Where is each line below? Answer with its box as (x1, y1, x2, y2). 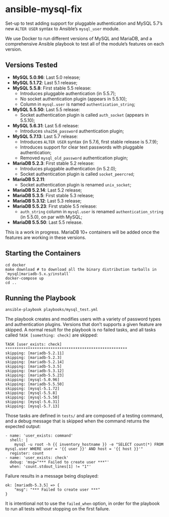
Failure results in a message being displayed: (5, 473, 99, 479)
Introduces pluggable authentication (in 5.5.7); (20, 90, 116, 97)
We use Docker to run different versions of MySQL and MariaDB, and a (5, 35, 152, 41)
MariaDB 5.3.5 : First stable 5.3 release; (12, 192, 94, 198)
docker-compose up (5, 275, 44, 281)
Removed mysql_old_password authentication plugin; (20, 155, 128, 161)
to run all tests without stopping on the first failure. (5, 506, 110, 512)
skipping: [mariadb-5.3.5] (5, 364, 62, 369)
